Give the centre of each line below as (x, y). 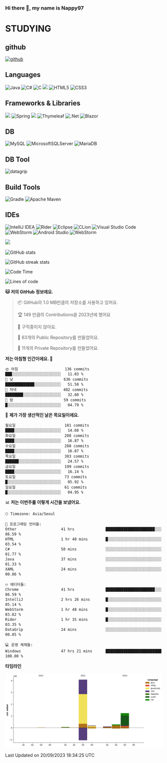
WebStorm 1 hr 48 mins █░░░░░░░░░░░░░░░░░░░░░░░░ (83, 609)
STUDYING (28, 29)
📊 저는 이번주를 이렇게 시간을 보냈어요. (43, 502)
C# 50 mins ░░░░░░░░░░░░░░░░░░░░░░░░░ (83, 549)
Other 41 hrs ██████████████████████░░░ (83, 529)
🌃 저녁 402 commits (47, 390)
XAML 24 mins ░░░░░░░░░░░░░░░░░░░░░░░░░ (83, 569)
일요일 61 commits (46, 487)
